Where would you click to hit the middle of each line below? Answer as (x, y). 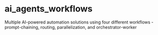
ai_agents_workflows (49, 9)
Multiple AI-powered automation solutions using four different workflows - (79, 22)
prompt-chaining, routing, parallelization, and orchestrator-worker (71, 27)
